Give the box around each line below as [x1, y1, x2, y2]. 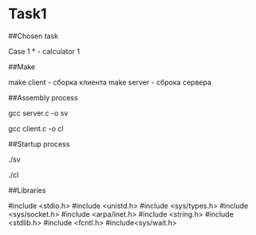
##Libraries [8, 185, 46, 195]
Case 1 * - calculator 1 [8, 46, 81, 56]
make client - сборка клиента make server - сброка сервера [8, 77, 212, 87]
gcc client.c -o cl [8, 123, 64, 133]
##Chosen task [8, 31, 58, 41]
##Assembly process [8, 92, 78, 102]
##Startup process [8, 139, 70, 148]
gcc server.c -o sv [8, 108, 69, 118]
